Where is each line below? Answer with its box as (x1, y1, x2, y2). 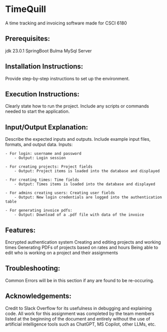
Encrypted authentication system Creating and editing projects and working (5, 239, 161, 245)
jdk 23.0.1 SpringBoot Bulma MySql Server (5, 47, 92, 53)
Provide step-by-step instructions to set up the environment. (5, 75, 130, 81)
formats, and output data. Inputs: (5, 141, 73, 148)
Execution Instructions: (5, 90, 80, 98)
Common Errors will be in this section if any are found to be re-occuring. (5, 277, 154, 283)
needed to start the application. (5, 108, 70, 114)
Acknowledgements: (5, 292, 71, 301)
